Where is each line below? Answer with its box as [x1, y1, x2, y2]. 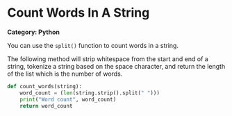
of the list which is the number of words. [7, 69, 123, 78]
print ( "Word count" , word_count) [19, 96, 117, 103]
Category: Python [7, 28, 60, 36]
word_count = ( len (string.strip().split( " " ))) [19, 89, 160, 97]
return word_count [19, 102, 73, 109]
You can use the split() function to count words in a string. [7, 41, 179, 49]
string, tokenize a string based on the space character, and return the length [7, 62, 226, 70]
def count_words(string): [7, 83, 82, 90]
